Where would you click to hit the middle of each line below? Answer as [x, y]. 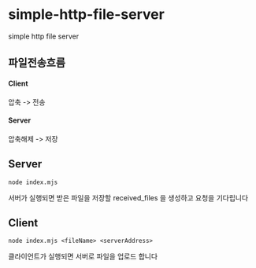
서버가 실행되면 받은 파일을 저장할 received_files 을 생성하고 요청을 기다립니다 [128, 197]
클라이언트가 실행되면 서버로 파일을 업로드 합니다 [83, 256]
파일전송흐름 [37, 63]
